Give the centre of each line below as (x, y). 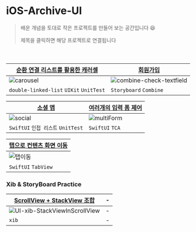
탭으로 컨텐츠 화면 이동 (39, 145)
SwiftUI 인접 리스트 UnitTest (46, 128)
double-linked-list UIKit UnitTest (57, 90)
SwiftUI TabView (31, 167)
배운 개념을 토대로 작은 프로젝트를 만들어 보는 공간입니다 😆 (88, 28)
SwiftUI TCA (105, 128)
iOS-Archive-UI (44, 11)
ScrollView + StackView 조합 (55, 200)
